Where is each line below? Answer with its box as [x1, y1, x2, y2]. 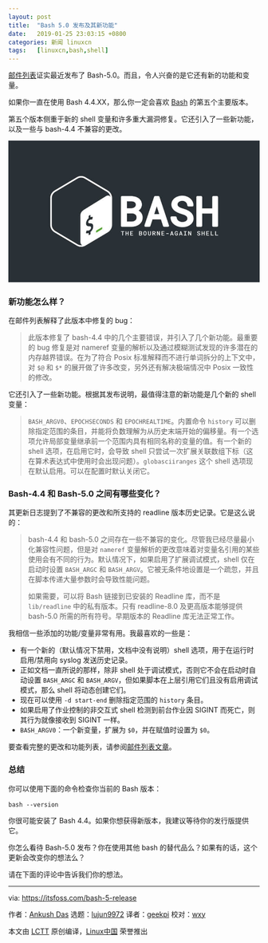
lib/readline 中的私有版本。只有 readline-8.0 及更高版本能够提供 [27, 602, 243, 611]
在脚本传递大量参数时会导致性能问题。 [27, 574, 154, 584]
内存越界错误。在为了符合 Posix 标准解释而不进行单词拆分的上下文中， [27, 352, 260, 362]
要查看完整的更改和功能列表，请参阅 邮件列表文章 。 [8, 742, 176, 752]
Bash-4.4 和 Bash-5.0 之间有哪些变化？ [8, 487, 162, 499]
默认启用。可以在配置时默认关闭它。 [34, 466, 154, 475]
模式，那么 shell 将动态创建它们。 [19, 685, 131, 695]
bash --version [8, 800, 59, 809]
